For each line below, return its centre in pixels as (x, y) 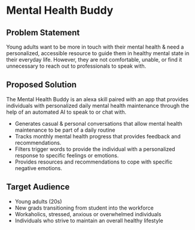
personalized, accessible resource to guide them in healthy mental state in (98, 53)
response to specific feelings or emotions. (67, 155)
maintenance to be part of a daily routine (65, 130)
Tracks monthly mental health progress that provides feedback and (97, 136)
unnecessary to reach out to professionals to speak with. (76, 66)
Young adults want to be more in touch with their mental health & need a (95, 47)
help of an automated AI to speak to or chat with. (66, 112)
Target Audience (38, 187)
